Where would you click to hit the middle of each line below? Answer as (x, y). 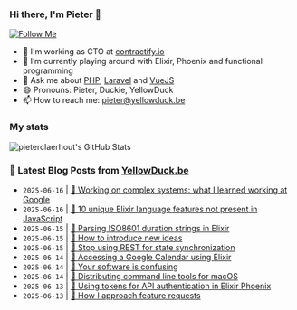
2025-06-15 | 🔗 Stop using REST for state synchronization (129, 247)
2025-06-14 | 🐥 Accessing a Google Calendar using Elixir (127, 257)
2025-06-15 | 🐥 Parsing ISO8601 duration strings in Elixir (126, 228)
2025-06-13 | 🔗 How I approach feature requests (111, 295)
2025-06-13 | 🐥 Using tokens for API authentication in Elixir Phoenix (147, 286)
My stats (29, 127)
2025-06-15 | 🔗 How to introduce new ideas (102, 238)
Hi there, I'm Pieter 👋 (55, 14)
